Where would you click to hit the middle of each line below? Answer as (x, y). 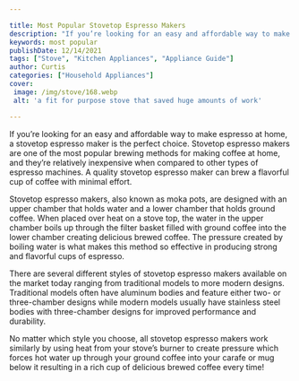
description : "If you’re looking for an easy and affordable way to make (150, 34)
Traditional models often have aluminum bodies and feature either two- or (145, 292)
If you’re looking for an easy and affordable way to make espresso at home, (149, 134)
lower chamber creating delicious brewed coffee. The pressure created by (146, 237)
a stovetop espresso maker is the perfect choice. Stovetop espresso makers (150, 143)
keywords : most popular (54, 42)
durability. (28, 321)
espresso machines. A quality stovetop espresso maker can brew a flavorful (149, 172)
